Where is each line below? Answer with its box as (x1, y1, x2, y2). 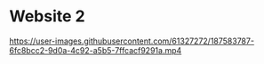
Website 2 (9, 6, 86, 27)
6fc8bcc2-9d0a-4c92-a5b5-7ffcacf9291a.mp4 (9, 44, 182, 55)
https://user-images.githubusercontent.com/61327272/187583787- (9, 36, 255, 46)
